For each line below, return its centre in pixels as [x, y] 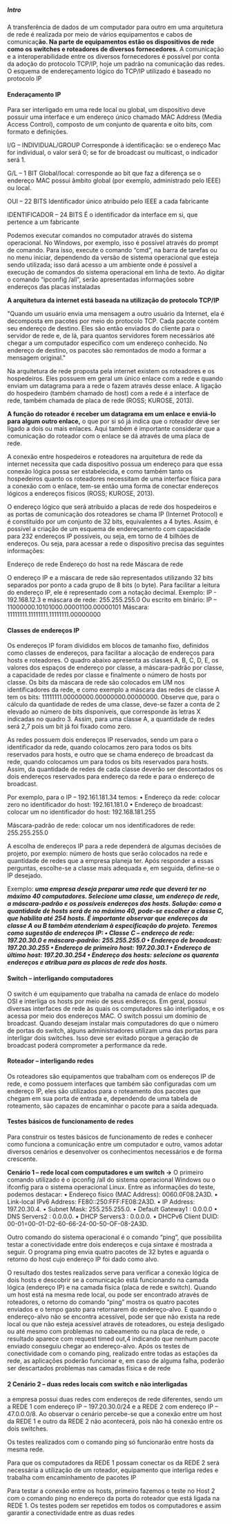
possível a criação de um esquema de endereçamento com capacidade [109, 529]
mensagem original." [36, 358]
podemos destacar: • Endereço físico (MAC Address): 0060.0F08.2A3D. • [113, 1194]
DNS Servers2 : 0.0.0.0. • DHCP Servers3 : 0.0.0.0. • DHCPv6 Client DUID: [113, 1216]
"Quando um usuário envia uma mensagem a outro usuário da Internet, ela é [116, 314]
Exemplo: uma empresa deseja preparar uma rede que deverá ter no [107, 889]
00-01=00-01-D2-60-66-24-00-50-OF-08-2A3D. [78, 1223]
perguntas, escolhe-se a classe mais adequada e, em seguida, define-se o [113, 868]
